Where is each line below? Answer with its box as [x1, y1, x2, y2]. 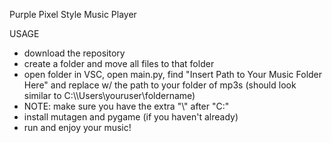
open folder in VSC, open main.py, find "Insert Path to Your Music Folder [23, 69, 323, 80]
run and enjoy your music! [23, 122, 132, 133]
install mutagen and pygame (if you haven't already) [23, 111, 239, 123]
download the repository [23, 47, 126, 59]
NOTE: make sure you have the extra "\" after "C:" [23, 100, 230, 112]
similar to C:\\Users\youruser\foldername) [23, 90, 196, 101]
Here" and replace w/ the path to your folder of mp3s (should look [23, 79, 297, 91]
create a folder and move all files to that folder [23, 58, 215, 69]
